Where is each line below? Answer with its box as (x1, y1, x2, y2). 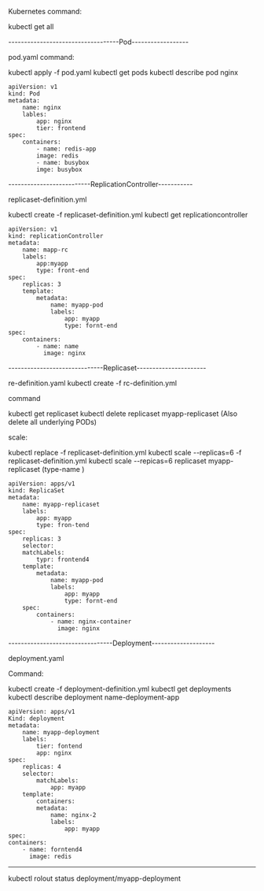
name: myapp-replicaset (22, 500, 101, 508)
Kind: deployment (8, 715, 65, 722)
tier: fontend (36, 742, 82, 750)
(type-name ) (42, 465, 85, 473)
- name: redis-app (36, 145, 97, 153)
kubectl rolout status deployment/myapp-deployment (8, 874, 181, 883)
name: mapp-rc (22, 246, 68, 254)
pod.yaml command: (8, 53, 75, 61)
